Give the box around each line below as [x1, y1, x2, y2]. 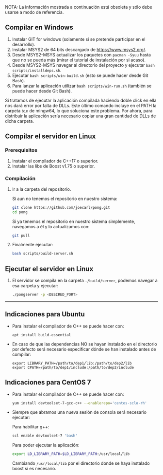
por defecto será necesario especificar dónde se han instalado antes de [12, 346, 156, 352]
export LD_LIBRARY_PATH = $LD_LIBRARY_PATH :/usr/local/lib [12, 452, 130, 457]
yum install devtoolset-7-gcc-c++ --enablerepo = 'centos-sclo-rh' [12, 401, 147, 405]
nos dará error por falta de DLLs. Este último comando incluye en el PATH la [5, 102, 157, 109]
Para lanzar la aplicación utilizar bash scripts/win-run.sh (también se [12, 83, 152, 89]
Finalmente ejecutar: [12, 242, 53, 248]
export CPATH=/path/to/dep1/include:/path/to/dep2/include [12, 365, 134, 370]
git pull [12, 233, 30, 238]
